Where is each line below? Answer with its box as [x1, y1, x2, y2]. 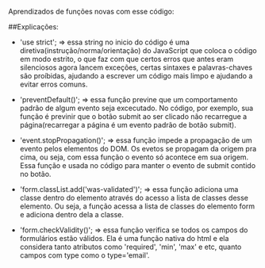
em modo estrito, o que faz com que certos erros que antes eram [19, 55, 234, 63]
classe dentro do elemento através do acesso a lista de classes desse [19, 193, 248, 202]
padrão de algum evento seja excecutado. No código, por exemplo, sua [19, 103, 254, 113]
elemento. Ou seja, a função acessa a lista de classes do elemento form [19, 201, 255, 211]
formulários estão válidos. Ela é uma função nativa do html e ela [19, 234, 229, 243]
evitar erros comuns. [19, 79, 88, 89]
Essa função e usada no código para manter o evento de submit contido [19, 161, 256, 170]
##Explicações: [8, 22, 60, 31]
